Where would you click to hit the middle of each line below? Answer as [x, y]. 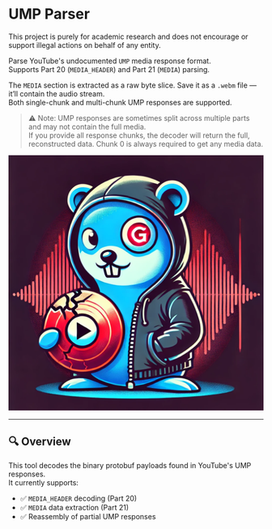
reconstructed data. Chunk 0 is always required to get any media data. [146, 143]
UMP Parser [49, 14]
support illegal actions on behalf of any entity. [85, 45]
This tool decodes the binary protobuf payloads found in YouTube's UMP [130, 465]
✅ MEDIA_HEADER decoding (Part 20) [79, 498]
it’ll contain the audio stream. [57, 93]
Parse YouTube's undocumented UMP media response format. [110, 61]
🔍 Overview [40, 442]
